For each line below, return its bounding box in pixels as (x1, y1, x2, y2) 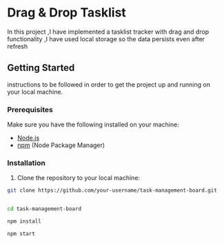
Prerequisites (7, 104, 53, 114)
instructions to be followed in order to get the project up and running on (7, 80, 210, 89)
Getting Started (7, 62, 75, 74)
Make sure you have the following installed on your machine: (7, 120, 179, 129)
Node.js (17, 134, 40, 142)
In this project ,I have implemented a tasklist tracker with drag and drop (7, 27, 210, 36)
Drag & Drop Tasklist (7, 5, 126, 21)
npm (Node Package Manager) (17, 141, 105, 149)
